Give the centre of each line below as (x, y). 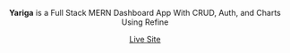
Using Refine (145, 22)
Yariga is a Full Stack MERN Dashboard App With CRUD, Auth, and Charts (145, 13)
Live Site (145, 39)
